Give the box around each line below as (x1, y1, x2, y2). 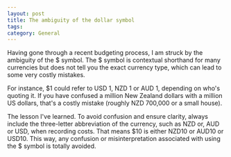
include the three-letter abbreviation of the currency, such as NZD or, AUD (7, 119, 220, 129)
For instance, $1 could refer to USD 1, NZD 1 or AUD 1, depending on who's (7, 84, 221, 92)
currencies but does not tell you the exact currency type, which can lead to (7, 63, 222, 72)
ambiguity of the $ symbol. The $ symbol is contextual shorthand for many (7, 56, 221, 65)
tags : (7, 23, 23, 30)
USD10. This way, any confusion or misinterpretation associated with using (7, 135, 221, 143)
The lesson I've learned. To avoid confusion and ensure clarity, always (7, 113, 208, 121)
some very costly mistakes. (7, 71, 85, 79)
